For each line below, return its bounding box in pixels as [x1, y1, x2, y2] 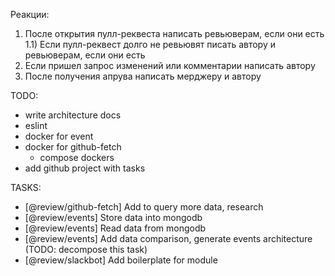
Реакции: [10, 9, 50, 20]
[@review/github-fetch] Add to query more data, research [24, 201, 264, 213]
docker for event [24, 130, 94, 142]
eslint [24, 120, 48, 131]
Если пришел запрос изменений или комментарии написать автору [24, 60, 316, 71]
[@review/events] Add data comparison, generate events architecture [24, 233, 313, 244]
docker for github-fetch [24, 141, 122, 153]
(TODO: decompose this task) [24, 244, 148, 255]
